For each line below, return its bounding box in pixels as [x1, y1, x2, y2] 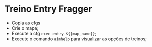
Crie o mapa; [11, 25, 39, 31]
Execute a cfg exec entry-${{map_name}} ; [11, 30, 97, 36]
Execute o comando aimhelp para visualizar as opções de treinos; [11, 36, 147, 42]
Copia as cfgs [11, 20, 41, 26]
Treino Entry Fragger [4, 3, 92, 15]
